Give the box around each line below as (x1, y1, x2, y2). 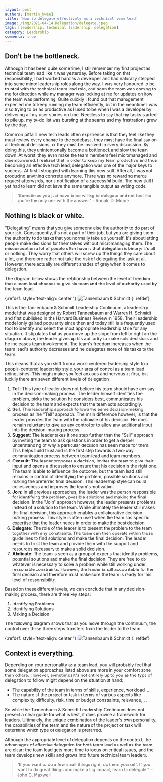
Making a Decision (12, 611, 50, 617)
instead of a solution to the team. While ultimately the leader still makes (12, 504, 155, 510)
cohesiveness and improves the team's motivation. (12, 483, 114, 489)
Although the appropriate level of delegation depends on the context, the (5, 737, 151, 743)
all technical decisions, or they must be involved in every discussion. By (5, 142, 149, 147)
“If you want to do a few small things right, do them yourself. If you (17, 762, 151, 767)
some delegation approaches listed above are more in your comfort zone (5, 667, 151, 673)
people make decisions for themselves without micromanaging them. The (5, 240, 152, 246)
